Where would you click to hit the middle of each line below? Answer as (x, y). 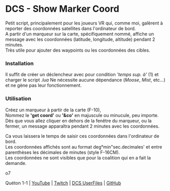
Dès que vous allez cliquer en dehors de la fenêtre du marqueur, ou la (79, 121)
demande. (16, 163)
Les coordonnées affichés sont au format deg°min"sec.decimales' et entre (84, 147)
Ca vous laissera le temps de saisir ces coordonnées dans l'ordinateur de (82, 136)
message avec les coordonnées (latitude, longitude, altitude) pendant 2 (80, 39)
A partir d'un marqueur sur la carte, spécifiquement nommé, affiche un (80, 34)
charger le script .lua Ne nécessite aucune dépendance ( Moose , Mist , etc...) (86, 80)
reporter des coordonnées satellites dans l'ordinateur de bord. (71, 28)
